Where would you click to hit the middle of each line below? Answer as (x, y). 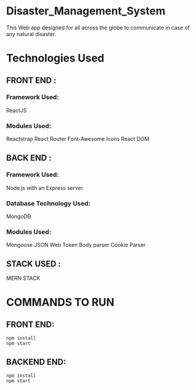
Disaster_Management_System (86, 11)
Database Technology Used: (49, 203)
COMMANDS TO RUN (61, 302)
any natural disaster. (31, 34)
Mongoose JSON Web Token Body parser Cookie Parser (76, 245)
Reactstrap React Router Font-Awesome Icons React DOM (78, 139)
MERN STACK (23, 278)
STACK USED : (34, 264)
